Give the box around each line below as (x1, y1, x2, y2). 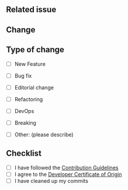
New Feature (14, 60, 46, 67)
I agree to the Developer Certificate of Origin (14, 171, 122, 178)
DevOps (14, 107, 34, 114)
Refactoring (14, 95, 43, 102)
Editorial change (14, 84, 54, 91)
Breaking (14, 119, 37, 126)
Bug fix (14, 72, 32, 79)
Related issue (6, 5, 57, 15)
